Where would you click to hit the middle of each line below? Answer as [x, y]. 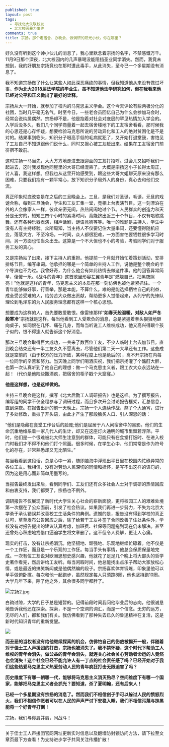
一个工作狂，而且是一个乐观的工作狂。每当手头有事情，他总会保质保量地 [80, 549]
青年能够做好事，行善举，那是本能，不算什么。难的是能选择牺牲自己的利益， [84, 289]
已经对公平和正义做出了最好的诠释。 [43, 95]
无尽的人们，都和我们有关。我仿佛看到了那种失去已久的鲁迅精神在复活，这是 [84, 615]
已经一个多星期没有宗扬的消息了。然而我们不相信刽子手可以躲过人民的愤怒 [82, 694]
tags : [11, 19]
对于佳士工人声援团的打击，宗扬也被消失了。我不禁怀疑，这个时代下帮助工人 [84, 648]
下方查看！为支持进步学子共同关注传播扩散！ [65, 739]
